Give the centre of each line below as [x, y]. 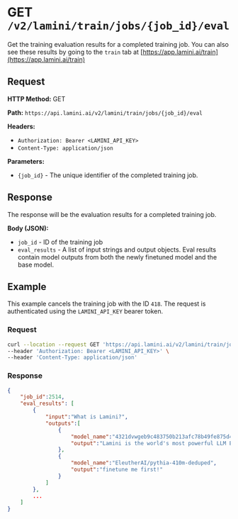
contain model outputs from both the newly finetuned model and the [117, 257]
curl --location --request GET [53, 345]
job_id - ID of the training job [60, 242]
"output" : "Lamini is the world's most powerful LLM [148, 443]
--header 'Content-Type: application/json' [73, 358]
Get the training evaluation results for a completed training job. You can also [118, 44]
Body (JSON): [28, 228]
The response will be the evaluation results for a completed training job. [112, 214]
